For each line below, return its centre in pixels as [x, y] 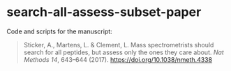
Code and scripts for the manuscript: [59, 31]
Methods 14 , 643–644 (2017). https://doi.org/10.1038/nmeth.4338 [118, 59]
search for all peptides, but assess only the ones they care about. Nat [124, 52]
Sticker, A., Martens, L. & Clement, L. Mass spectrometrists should [119, 45]
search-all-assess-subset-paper [104, 12]
